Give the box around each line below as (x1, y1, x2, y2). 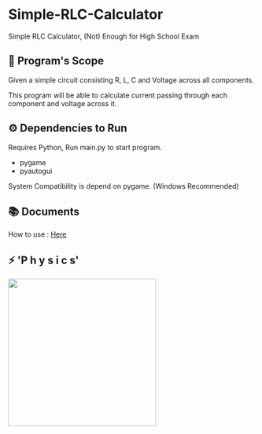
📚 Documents (8, 204, 80, 218)
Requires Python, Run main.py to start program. (8, 142, 163, 152)
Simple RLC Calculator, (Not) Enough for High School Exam (8, 31, 199, 41)
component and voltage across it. (8, 98, 117, 108)
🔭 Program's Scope (8, 54, 105, 68)
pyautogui (19, 166, 53, 175)
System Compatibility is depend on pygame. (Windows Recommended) (8, 181, 239, 190)
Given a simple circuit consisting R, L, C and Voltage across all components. (8, 75, 254, 84)
